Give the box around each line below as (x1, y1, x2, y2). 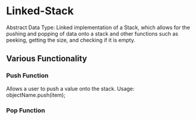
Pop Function (6, 106, 46, 114)
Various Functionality (6, 53, 87, 64)
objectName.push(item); (6, 91, 66, 99)
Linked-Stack (6, 4, 74, 18)
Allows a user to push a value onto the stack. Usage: (6, 85, 135, 92)
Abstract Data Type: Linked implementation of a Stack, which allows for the (6, 24, 190, 31)
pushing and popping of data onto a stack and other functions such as (6, 30, 178, 37)
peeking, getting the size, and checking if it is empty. (6, 36, 135, 43)
